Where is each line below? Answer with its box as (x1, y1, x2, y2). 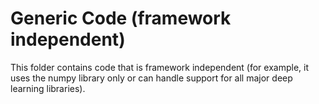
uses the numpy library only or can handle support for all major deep (10, 72, 293, 84)
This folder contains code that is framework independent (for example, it (10, 61, 309, 73)
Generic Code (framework (10, 7, 232, 30)
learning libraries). (10, 82, 86, 94)
